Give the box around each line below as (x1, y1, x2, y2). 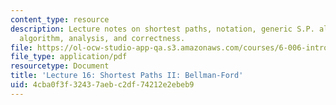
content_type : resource (10, 14, 110, 25)
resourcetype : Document (10, 61, 110, 71)
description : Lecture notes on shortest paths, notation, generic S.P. (10, 24, 315, 34)
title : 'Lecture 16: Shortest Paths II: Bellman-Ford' (10, 71, 244, 81)
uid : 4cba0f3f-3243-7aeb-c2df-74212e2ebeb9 (10, 80, 195, 90)
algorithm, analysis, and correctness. (19, 33, 186, 43)
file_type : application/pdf (10, 52, 128, 62)
